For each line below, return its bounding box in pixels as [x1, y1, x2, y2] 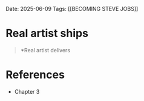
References [5, 68, 65, 82]
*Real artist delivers [20, 46, 71, 54]
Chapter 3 [14, 88, 40, 95]
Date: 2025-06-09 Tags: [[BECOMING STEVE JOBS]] [5, 5, 139, 12]
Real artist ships [5, 27, 89, 40]
